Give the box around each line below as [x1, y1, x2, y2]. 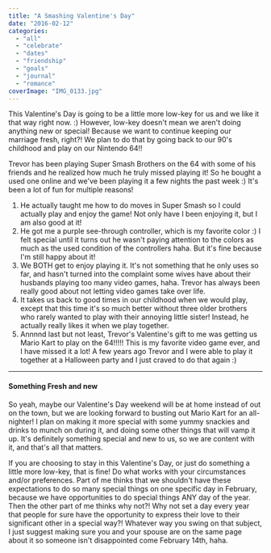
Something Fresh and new [8, 381, 98, 390]
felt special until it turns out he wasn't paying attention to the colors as [19, 235, 254, 245]
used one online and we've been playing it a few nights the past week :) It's [8, 176, 259, 186]
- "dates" [15, 49, 48, 57]
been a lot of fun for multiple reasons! [8, 185, 134, 195]
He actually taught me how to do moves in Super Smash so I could [19, 201, 241, 210]
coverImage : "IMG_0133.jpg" [8, 87, 103, 95]
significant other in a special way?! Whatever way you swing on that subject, [8, 518, 262, 528]
